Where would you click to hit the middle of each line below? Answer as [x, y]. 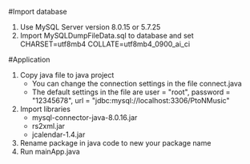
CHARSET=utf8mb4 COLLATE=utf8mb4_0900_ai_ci [105, 44]
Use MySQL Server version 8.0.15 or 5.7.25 [90, 27]
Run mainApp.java [50, 152]
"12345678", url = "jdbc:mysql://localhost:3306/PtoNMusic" [131, 100]
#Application [29, 60]
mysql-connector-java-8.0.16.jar [85, 118]
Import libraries [45, 109]
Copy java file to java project [67, 75]
